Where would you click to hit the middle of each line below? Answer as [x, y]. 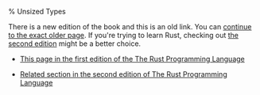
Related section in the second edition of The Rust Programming [124, 74]
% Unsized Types [37, 11]
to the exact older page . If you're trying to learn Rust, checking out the [124, 35]
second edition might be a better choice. [75, 44]
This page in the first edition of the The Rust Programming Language [132, 59]
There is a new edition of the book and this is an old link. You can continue [130, 27]
